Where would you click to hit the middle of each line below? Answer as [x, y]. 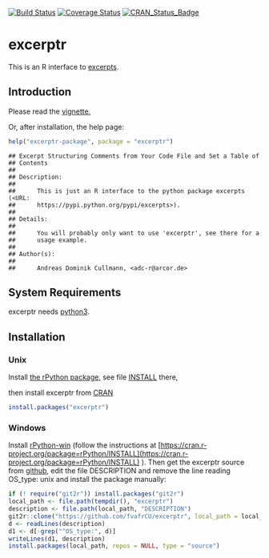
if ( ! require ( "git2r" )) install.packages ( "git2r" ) [96, 494]
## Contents [28, 163]
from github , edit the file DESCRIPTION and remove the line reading [119, 471]
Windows [27, 428]
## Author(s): [32, 254]
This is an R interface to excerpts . [64, 66]
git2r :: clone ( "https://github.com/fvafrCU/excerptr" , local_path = [123, 516]
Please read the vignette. [50, 111]
